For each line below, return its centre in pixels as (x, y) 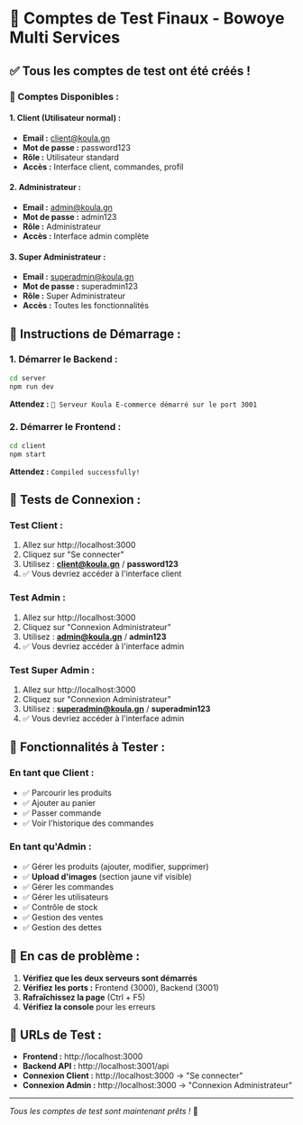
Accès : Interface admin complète (86, 236)
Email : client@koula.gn (66, 138)
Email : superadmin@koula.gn (78, 277)
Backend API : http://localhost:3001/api (96, 1066)
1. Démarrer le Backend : (64, 360)
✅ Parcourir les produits (67, 792)
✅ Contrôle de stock (60, 907)
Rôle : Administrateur (62, 226)
